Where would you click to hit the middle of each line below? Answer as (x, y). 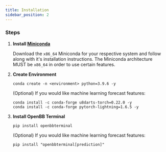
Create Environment (34, 74)
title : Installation (27, 10)
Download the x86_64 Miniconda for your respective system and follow (87, 54)
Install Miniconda (31, 43)
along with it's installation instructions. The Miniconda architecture (82, 59)
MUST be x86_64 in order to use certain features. (64, 64)
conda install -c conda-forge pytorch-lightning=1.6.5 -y (76, 107)
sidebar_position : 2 (27, 15)
